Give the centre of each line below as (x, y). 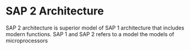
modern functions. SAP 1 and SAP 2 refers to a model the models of (90, 34)
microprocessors (27, 40)
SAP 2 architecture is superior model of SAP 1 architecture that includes (95, 28)
